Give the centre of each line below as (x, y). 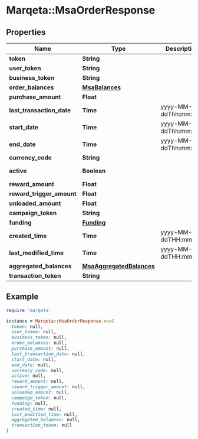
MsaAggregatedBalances (118, 266)
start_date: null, (34, 359)
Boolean (94, 171)
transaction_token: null (42, 425)
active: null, (29, 376)
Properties (26, 32)
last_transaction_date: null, (48, 354)
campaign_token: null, (39, 398)
